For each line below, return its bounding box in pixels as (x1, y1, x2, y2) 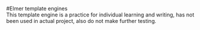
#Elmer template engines (6, 5, 67, 12)
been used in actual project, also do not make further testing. (6, 18, 156, 24)
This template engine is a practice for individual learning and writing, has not (6, 11, 195, 18)
